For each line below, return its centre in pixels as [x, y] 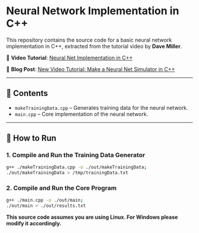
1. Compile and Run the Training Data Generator [76, 155]
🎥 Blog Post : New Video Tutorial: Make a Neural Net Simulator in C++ [91, 69]
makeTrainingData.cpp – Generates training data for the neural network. [101, 107]
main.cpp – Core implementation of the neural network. [81, 114]
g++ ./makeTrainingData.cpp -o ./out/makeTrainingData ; [76, 167]
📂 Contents [27, 93]
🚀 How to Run [31, 138]
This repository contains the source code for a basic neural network [89, 40]
